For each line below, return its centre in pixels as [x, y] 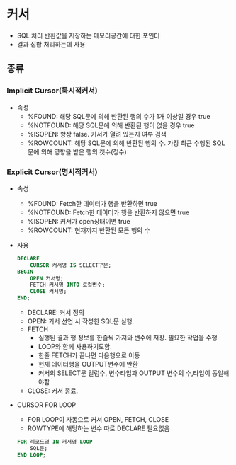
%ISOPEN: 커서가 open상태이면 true [79, 221]
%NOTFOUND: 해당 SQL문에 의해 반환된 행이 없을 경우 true [111, 125]
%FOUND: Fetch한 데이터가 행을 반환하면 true [92, 203]
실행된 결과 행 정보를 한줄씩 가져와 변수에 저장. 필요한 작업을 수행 [128, 338]
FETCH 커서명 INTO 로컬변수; [68, 285]
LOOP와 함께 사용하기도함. [75, 347]
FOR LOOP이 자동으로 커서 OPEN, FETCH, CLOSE [98, 420]
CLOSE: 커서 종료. [53, 391]
